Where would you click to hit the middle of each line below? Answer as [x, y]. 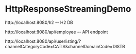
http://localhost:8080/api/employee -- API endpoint [57, 32]
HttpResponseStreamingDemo [68, 9]
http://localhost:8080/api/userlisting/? [43, 41]
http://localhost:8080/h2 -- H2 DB [39, 22]
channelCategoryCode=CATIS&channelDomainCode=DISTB [65, 46]
